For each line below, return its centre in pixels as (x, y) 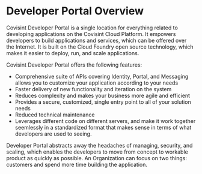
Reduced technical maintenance (55, 115)
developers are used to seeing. (53, 134)
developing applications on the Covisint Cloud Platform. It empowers (91, 34)
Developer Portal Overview (75, 11)
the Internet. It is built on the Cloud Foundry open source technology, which (100, 47)
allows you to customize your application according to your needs (96, 83)
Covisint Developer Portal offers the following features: (74, 65)
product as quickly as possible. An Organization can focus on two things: (97, 158)
